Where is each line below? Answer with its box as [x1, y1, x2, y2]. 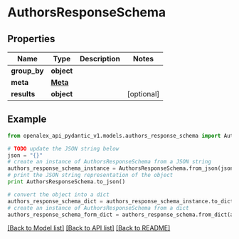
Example [7, 113, 47, 126]
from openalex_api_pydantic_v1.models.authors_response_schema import [7, 132, 221, 139]
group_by [11, 66, 44, 76]
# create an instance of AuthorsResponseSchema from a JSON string [7, 158, 212, 166]
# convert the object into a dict [7, 190, 110, 198]
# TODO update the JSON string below [7, 145, 119, 152]
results [11, 89, 36, 98]
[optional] [127, 89, 160, 98]
